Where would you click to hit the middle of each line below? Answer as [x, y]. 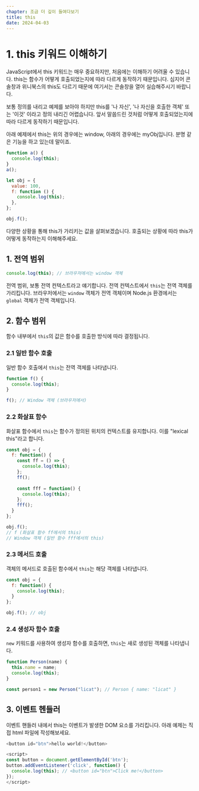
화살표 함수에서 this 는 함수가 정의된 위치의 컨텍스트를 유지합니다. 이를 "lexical [97, 431]
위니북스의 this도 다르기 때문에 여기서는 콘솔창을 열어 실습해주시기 [98, 86]
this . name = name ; [34, 668]
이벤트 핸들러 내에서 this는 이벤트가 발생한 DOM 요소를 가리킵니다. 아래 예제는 [97, 725]
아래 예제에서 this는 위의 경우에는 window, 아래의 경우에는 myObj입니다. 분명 [96, 134]
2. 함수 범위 [26, 321]
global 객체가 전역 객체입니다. [41, 300]
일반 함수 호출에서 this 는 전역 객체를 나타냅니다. [62, 367]
